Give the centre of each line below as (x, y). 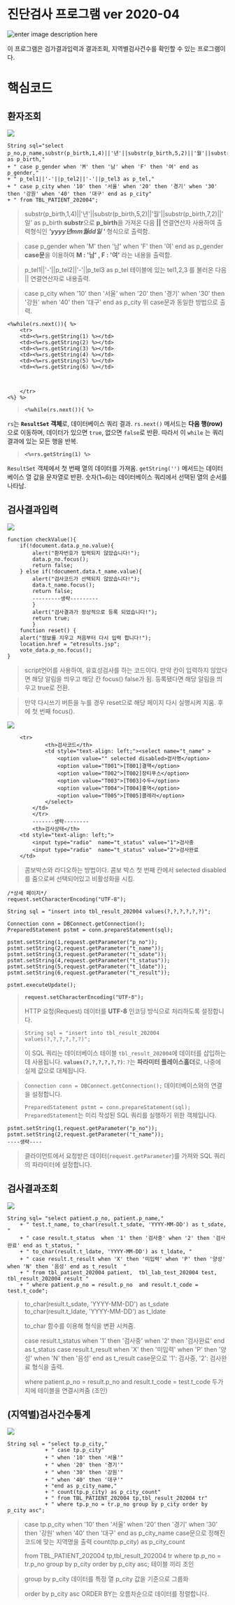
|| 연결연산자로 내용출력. (57, 278)
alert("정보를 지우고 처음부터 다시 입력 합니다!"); (86, 638)
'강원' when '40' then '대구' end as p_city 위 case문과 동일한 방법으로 (121, 302)
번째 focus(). (57, 711)
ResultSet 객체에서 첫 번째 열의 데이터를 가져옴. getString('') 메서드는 (106, 468)
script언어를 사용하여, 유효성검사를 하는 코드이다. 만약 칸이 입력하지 (116, 670)
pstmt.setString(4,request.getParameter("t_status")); (89, 960)
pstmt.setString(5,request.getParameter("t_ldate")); (87, 966)
